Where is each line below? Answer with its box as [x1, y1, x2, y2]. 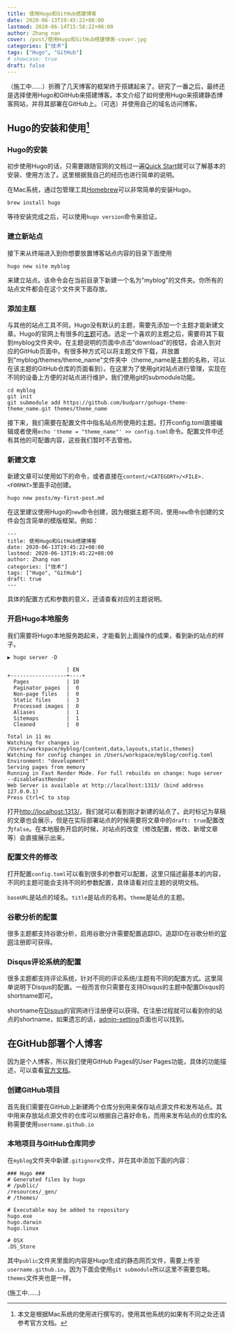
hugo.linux [7, 1224, 39, 1232]
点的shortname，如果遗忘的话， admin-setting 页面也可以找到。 [7, 1015, 188, 1024]
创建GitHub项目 [7, 1085, 61, 1095]
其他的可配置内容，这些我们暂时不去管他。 [13, 436, 136, 444]
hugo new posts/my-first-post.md [7, 495, 104, 502]
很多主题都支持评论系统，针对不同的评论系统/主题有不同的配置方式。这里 [7, 974, 217, 983]
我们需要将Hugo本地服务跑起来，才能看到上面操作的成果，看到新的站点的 [7, 631, 218, 640]
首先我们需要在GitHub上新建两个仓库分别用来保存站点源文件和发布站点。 [7, 1102, 217, 1111]
